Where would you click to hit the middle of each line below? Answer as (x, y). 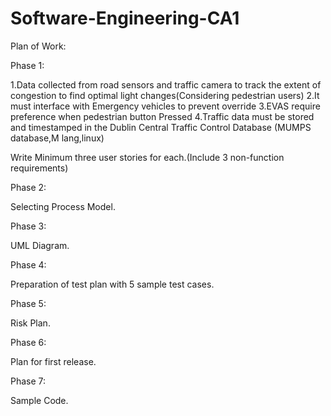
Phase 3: (28, 226)
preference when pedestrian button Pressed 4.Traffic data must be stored (162, 116)
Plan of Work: (38, 46)
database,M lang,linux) (57, 138)
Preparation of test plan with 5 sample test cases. (112, 284)
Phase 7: (28, 381)
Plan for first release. (53, 361)
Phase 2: (28, 187)
